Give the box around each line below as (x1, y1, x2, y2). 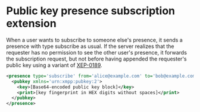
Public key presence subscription (6, 4, 176, 18)
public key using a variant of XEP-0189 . (6, 61, 102, 69)
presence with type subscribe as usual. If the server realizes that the (6, 43, 174, 50)
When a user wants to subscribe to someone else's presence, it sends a (6, 36, 183, 43)
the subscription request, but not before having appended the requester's (6, 55, 187, 62)
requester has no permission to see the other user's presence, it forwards (6, 49, 187, 56)
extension (6, 17, 57, 30)
